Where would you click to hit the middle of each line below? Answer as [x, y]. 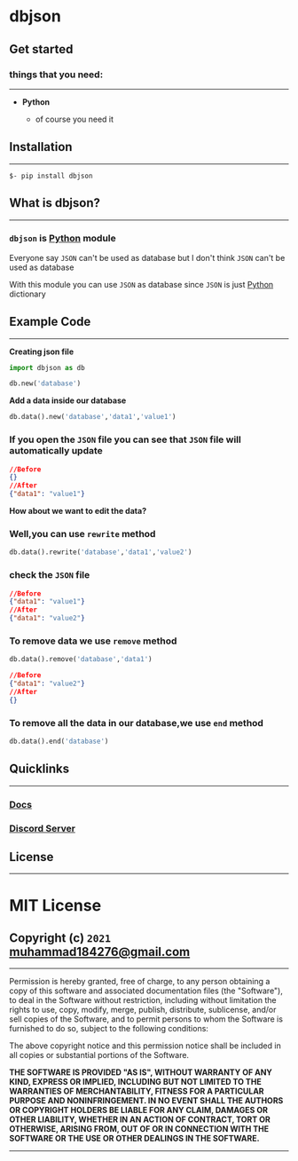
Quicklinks [39, 769]
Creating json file [41, 351]
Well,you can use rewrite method [82, 533]
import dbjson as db [47, 367]
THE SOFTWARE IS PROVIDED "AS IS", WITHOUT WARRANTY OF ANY [141, 1072]
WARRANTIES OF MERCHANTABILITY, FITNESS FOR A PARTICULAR [137, 1091]
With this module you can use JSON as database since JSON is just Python [141, 284]
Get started [41, 49]
